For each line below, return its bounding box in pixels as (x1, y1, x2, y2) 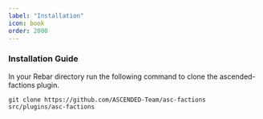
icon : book (8, 19, 45, 27)
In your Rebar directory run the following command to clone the (8, 72, 218, 81)
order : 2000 (8, 27, 48, 35)
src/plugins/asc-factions (8, 102, 95, 111)
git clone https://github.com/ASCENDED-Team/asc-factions (8, 96, 206, 104)
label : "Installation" (8, 11, 84, 20)
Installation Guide (8, 53, 79, 64)
